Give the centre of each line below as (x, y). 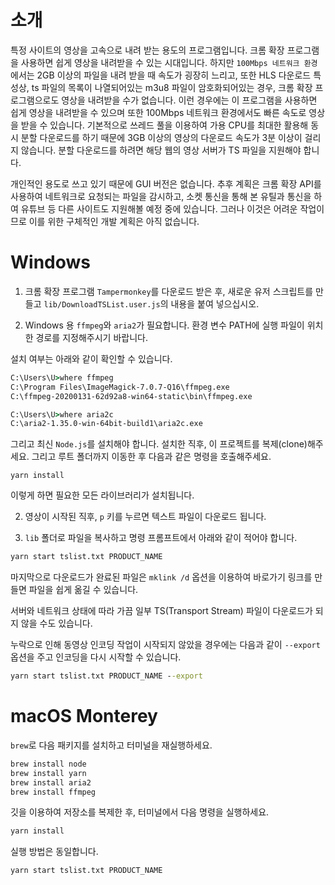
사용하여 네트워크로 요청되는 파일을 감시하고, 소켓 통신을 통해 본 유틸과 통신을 (161, 196)
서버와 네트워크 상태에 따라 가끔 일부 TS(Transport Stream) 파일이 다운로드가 (161, 611)
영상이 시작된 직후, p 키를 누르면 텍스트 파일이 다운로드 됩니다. (145, 517)
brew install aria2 (51, 782)
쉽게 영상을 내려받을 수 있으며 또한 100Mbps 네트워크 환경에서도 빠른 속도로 (158, 112)
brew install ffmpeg (53, 792)
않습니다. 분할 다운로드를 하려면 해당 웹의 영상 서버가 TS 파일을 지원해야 (161, 150)
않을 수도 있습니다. (56, 623)
